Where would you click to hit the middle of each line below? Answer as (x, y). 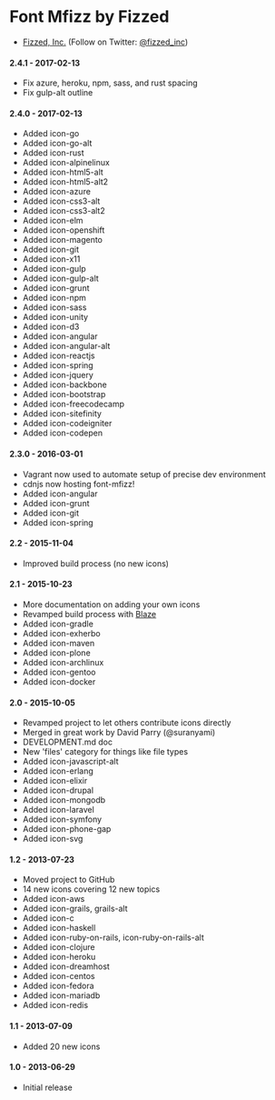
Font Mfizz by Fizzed (89, 17)
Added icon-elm (53, 221)
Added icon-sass (54, 307)
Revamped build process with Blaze (89, 614)
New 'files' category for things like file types (105, 752)
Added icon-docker (59, 681)
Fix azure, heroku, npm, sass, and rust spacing (110, 83)
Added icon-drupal (58, 790)
